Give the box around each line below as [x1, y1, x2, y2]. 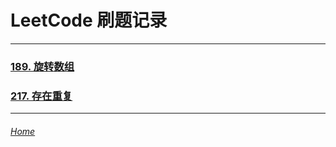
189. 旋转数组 [10, 59, 75, 73]
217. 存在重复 [10, 89, 73, 103]
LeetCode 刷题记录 [10, 9, 168, 32]
